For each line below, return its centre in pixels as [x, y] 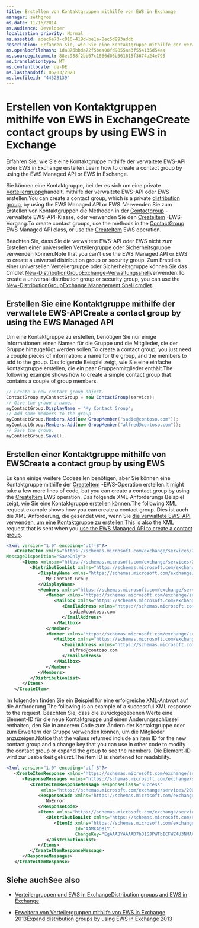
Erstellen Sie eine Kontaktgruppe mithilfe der [91, 304]
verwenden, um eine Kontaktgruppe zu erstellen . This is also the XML [90, 522]
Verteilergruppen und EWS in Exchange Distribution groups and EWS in [101, 894]
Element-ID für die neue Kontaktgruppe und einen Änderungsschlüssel [92, 719]
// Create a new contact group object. [55, 392]
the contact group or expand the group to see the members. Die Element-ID [98, 751]
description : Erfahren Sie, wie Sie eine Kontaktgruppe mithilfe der [94, 45]
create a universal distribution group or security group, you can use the [93, 279]
